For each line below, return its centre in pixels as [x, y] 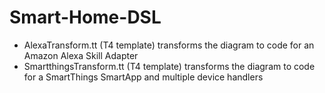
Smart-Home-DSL [85, 17]
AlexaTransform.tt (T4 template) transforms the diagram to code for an [169, 45]
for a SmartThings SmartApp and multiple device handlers [143, 77]
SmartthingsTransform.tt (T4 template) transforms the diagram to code [169, 66]
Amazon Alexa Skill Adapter [81, 55]
